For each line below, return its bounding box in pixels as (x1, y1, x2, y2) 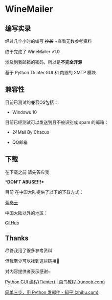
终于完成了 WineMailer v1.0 (5, 49, 60, 55)
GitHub (5, 220, 20, 226)
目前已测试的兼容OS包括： (5, 99, 59, 105)
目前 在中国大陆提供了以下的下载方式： (5, 189, 84, 195)
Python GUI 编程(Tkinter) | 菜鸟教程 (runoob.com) (5, 279, 105, 285)
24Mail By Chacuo (12, 129, 50, 135)
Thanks (5, 234, 29, 242)
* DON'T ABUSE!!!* (5, 179, 45, 185)
